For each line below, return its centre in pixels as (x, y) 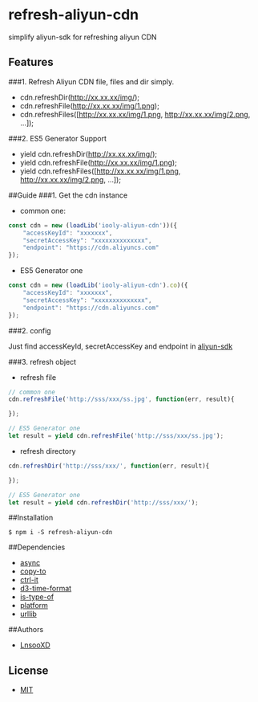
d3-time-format (46, 589)
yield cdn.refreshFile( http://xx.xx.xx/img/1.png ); (99, 162)
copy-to (33, 571)
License (28, 670)
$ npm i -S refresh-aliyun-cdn (60, 533)
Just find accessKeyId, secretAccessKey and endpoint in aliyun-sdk (121, 346)
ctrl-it (29, 580)
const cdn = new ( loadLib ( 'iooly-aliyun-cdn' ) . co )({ (98, 286)
